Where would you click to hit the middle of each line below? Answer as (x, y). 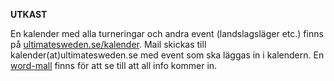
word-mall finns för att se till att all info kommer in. (114, 65)
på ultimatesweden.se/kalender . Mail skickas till (108, 44)
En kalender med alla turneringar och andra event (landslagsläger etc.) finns (167, 33)
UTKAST (29, 14)
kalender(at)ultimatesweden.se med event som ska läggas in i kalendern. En (167, 55)
